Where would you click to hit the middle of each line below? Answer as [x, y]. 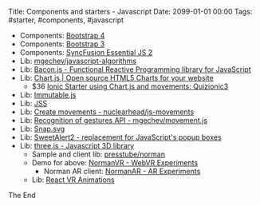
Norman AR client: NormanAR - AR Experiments [122, 171]
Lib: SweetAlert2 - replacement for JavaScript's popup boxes [120, 137]
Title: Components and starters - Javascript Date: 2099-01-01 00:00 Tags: [130, 12]
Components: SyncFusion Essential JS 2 [86, 52]
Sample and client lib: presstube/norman [98, 154]
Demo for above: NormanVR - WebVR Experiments [115, 162]
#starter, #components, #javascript [66, 20]
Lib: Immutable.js [48, 95]
